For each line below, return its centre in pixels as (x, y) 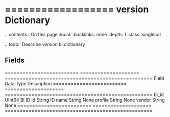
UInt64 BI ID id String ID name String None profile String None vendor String (85, 100)
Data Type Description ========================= (66, 83)
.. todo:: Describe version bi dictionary (45, 44)
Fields (15, 61)
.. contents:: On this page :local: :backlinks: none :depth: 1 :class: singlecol (83, 34)
